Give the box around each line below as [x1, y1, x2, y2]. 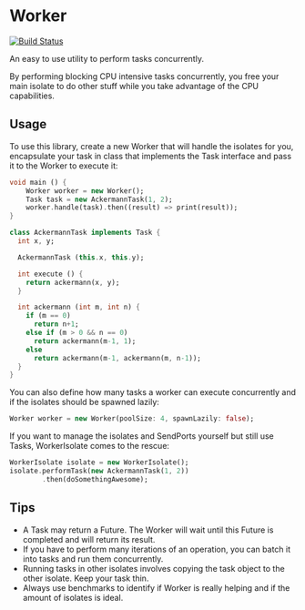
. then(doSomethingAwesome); [42, 474, 148, 483]
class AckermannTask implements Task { [9, 229, 161, 238]
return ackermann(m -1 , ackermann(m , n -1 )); [33, 353, 202, 362]
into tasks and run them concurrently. [22, 553, 164, 564]
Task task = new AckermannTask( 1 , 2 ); [25, 195, 173, 204]
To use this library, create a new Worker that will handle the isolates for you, [9, 140, 294, 151]
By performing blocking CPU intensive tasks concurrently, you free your [9, 70, 280, 82]
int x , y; [17, 237, 55, 246]
